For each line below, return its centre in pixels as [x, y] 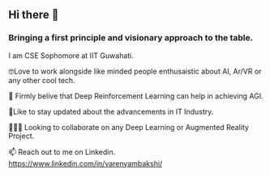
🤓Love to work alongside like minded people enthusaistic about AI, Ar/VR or [135, 71]
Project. [21, 136]
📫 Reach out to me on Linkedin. [62, 152]
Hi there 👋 [34, 15]
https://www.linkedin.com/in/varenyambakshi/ [86, 163]
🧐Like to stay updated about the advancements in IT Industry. [111, 111]
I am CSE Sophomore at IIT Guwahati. [71, 55]
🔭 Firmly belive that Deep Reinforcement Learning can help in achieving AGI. [136, 96]
